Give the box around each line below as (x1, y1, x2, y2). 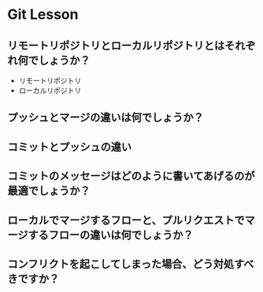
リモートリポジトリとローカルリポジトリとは (7, 39, 225, 52)
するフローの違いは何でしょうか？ (28, 228, 194, 242)
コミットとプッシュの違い (7, 140, 131, 153)
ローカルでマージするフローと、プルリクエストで (7, 213, 245, 227)
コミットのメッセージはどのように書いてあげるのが (7, 169, 255, 183)
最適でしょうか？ (7, 184, 91, 198)
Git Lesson (7, 6, 79, 24)
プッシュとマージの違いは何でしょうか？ (7, 111, 204, 124)
